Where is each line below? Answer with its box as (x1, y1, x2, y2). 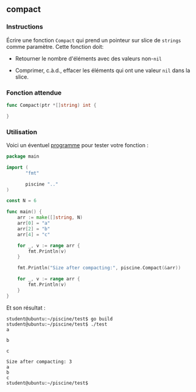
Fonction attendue (6, 88, 62, 96)
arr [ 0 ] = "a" (17, 220, 51, 227)
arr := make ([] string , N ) (17, 214, 83, 221)
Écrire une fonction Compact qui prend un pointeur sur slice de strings (6, 36, 181, 44)
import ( (6, 164, 29, 170)
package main (6, 153, 40, 160)
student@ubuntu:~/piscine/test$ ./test (6, 321, 108, 327)
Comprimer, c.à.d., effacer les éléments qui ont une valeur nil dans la (15, 67, 191, 74)
